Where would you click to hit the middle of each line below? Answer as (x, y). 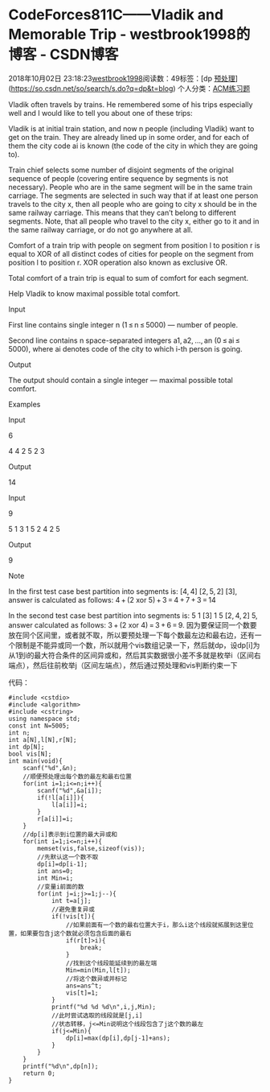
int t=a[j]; (71, 900)
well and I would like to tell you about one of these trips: (100, 113)
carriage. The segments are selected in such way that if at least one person (133, 196)
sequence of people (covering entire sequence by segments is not (119, 178)
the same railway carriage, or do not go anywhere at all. (100, 229)
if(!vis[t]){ (73, 916)
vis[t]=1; (82, 993)
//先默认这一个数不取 (68, 857)
